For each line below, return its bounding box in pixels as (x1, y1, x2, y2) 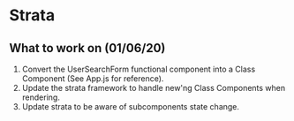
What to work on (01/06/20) (9, 41, 166, 56)
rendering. (21, 92, 60, 102)
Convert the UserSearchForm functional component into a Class (21, 64, 256, 74)
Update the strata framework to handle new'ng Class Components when (21, 83, 286, 93)
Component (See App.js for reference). (21, 73, 164, 84)
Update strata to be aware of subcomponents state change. (21, 102, 240, 111)
